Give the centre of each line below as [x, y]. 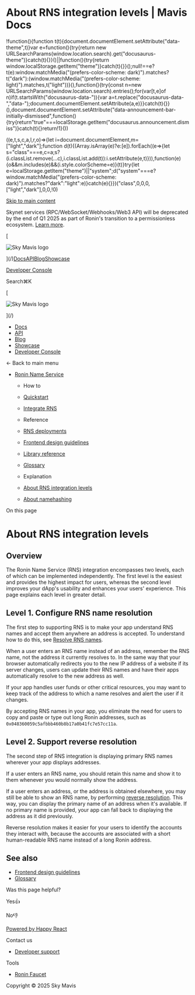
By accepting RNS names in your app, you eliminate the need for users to [94, 711]
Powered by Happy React [36, 929]
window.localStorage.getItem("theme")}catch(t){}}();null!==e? [80, 66]
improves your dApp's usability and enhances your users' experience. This [96, 588]
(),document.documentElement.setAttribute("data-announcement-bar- [91, 110]
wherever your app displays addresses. [53, 762]
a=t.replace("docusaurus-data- [146, 97]
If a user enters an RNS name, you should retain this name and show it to [93, 774]
